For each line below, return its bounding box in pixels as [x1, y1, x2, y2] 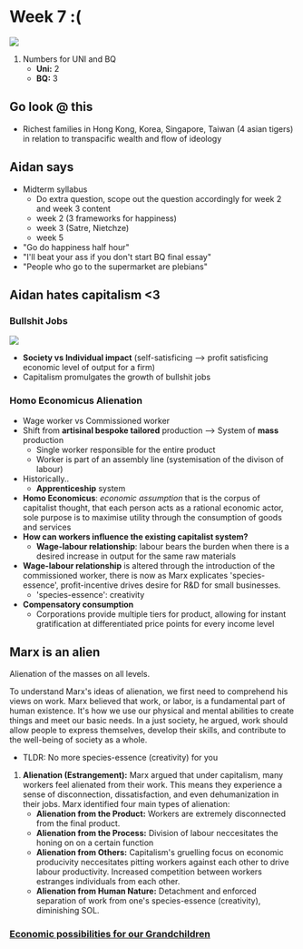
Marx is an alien [9, 644, 101, 660]
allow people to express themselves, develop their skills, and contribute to [9, 725, 287, 736]
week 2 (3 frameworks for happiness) [35, 212, 177, 224]
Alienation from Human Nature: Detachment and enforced [35, 885, 257, 897]
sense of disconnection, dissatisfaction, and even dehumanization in [22, 789, 279, 800]
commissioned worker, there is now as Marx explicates [22, 570, 229, 581]
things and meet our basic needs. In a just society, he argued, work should [9, 715, 288, 726]
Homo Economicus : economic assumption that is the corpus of [22, 492, 260, 503]
